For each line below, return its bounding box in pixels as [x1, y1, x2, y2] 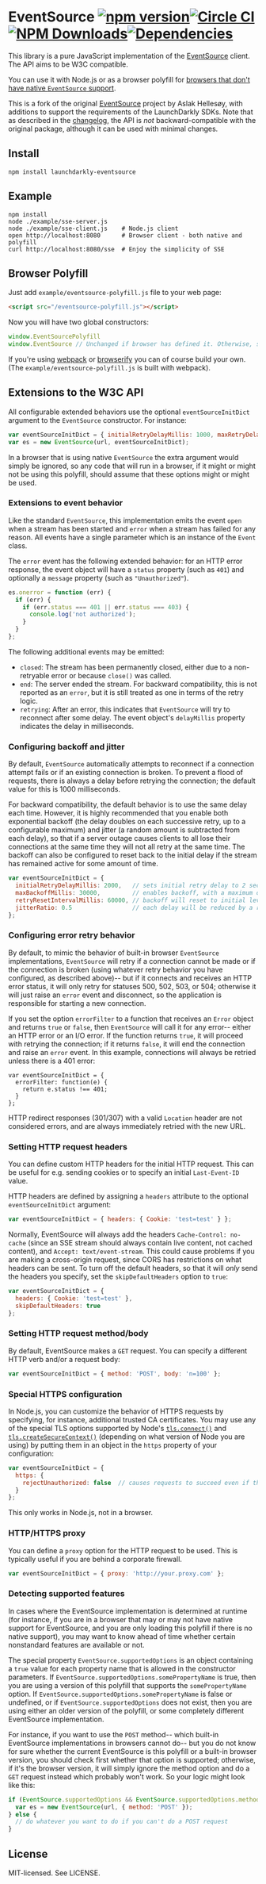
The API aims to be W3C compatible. [8, 59, 128, 69]
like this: [8, 1780, 36, 1790]
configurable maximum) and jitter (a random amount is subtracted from [8, 825, 240, 835]
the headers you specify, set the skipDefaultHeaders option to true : [8, 1272, 228, 1281]
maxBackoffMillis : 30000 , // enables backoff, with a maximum [15, 889, 253, 897]
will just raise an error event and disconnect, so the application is [8, 990, 222, 1000]
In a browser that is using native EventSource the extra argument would [8, 452, 239, 462]
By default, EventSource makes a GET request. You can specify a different [8, 1345, 248, 1356]
